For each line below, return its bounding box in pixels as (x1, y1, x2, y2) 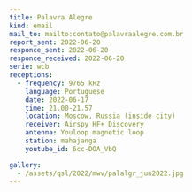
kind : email (9, 21, 53, 30)
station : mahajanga (25, 136, 97, 145)
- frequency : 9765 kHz (17, 79, 101, 88)
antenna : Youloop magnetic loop (25, 128, 144, 137)
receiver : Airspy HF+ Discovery (25, 120, 144, 129)
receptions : (9, 71, 53, 80)
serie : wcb (9, 63, 50, 72)
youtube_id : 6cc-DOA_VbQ (25, 144, 117, 153)
